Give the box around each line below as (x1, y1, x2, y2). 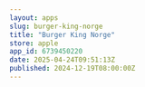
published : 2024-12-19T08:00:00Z (9, 64, 136, 73)
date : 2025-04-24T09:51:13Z (9, 55, 116, 64)
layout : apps (9, 13, 59, 23)
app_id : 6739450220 (9, 47, 83, 56)
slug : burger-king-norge (9, 22, 103, 31)
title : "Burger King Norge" (9, 30, 116, 39)
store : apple (9, 38, 59, 48)
